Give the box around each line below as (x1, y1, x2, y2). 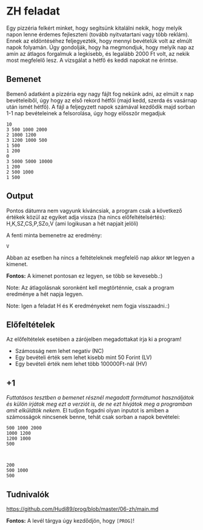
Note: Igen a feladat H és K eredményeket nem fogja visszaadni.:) (6, 302, 170, 309)
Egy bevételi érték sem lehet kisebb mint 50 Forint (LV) (15, 354, 153, 361)
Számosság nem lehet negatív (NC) (15, 347, 104, 355)
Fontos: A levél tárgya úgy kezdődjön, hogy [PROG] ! (6, 517, 135, 524)
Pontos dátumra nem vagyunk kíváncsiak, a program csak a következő (6, 207, 183, 214)
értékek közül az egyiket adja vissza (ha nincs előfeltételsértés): (6, 213, 166, 221)
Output (6, 191, 33, 201)
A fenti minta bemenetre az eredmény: (6, 232, 102, 239)
